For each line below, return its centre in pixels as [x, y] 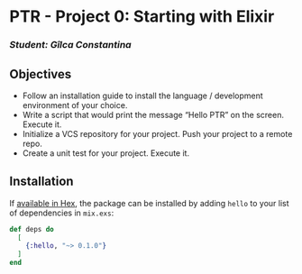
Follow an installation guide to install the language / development [142, 96]
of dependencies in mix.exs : [62, 213]
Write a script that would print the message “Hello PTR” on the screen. [153, 114]
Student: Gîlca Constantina [71, 45]
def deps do [32, 229]
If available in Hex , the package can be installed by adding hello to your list [150, 203]
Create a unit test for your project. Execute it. [106, 153]
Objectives [41, 74]
